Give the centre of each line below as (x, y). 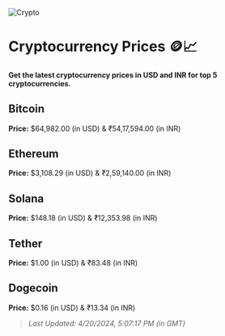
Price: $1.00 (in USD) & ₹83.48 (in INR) (73, 263)
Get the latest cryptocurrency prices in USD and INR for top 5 (113, 75)
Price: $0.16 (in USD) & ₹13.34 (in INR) (72, 308)
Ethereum (34, 153)
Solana (26, 198)
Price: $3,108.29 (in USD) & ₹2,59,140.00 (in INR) (90, 173)
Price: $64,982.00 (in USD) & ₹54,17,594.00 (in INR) (95, 128)
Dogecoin (33, 288)
